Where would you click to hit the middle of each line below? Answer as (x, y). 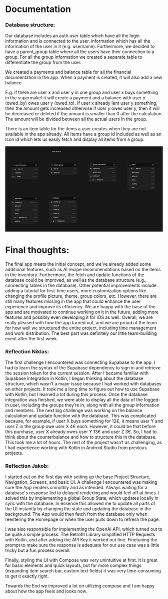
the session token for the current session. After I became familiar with (77, 373)
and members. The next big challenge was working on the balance (74, 410)
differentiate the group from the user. (43, 62)
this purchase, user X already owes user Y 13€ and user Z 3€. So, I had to (81, 432)
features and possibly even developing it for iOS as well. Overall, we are (79, 317)
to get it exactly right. (27, 576)
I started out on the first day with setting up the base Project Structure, (78, 477)
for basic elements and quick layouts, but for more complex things (73, 565)
